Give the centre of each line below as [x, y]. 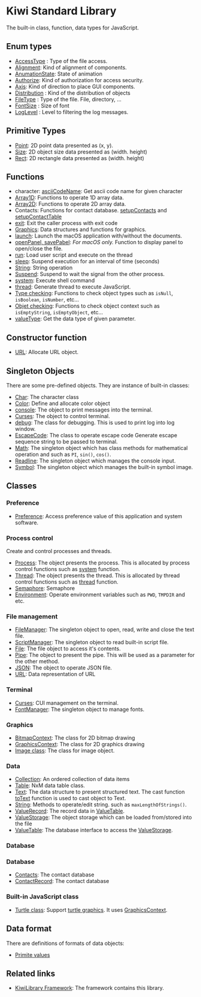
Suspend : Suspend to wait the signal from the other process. [90, 274]
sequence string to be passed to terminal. [66, 442]
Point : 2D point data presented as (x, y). [64, 145]
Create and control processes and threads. [59, 551]
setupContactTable [38, 217]
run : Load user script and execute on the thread [74, 255]
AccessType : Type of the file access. [61, 61]
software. [27, 522]
